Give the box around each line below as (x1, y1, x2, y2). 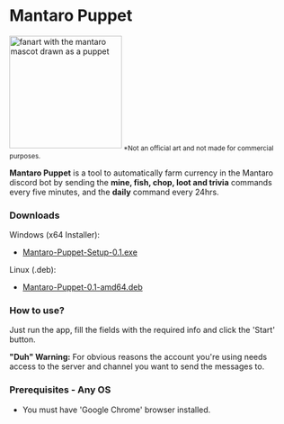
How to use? (9, 303, 65, 316)
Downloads (9, 209, 60, 221)
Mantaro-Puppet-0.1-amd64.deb (22, 282, 143, 293)
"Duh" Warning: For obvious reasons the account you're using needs (9, 352, 268, 363)
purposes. (9, 151, 41, 160)
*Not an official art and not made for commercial (123, 143, 274, 153)
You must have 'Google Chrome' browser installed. (22, 404, 211, 415)
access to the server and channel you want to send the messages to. (9, 361, 265, 372)
